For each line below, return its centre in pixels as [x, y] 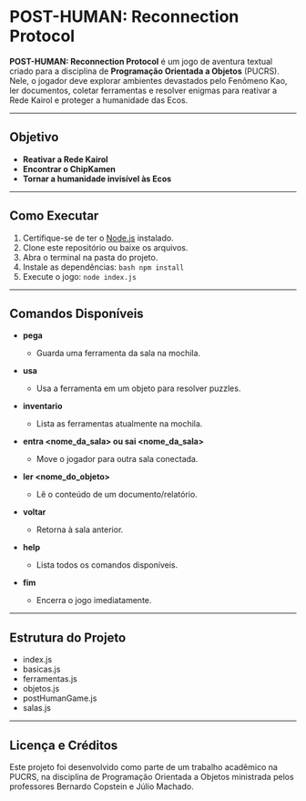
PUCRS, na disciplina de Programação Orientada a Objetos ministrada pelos [152, 777]
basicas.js [41, 669]
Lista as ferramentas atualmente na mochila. [119, 424]
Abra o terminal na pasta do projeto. [90, 257]
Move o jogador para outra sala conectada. [117, 459]
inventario [42, 406]
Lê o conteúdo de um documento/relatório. [117, 495]
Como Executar [54, 216]
